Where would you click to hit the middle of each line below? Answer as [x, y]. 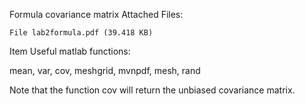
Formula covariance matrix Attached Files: [96, 14]
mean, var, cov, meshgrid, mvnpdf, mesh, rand [105, 70]
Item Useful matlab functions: [70, 51]
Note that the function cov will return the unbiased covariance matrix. [152, 90]
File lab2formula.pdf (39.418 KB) [81, 33]
